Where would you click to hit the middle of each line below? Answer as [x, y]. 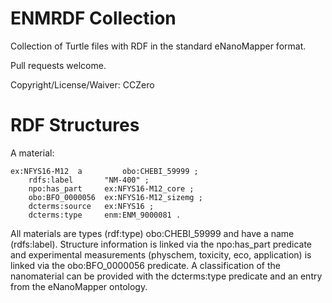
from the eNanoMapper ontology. [79, 286]
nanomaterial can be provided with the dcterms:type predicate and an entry [166, 276]
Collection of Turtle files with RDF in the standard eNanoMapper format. [158, 46]
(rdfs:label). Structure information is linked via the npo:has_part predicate [161, 244]
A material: [32, 153]
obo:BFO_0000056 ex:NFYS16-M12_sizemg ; [115, 197]
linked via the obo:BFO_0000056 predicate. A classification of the [145, 265]
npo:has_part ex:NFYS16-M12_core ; [111, 188]
